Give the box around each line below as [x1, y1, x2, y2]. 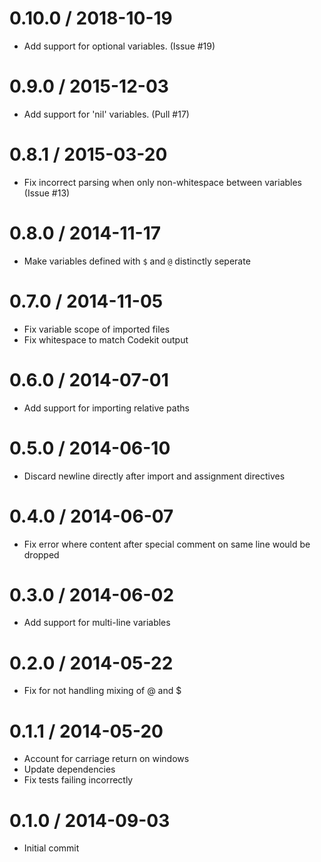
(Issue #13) [23, 187, 71, 199]
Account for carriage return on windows [23, 753, 190, 765]
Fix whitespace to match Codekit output [23, 333, 189, 346]
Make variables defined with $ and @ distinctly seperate [23, 255, 251, 267]
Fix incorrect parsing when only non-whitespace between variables [23, 176, 303, 188]
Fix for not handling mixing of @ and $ [23, 685, 182, 697]
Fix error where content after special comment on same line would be [23, 538, 311, 550]
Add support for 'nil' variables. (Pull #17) [23, 108, 190, 120]
